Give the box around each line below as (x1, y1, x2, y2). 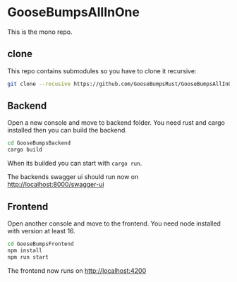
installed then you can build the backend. (7, 126, 127, 135)
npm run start (7, 253, 49, 261)
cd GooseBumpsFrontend (7, 240, 74, 247)
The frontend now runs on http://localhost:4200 (7, 266, 147, 275)
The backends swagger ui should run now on (7, 173, 139, 181)
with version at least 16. (7, 227, 75, 235)
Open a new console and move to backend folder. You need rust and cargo (7, 118, 226, 127)
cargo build (7, 146, 42, 154)
